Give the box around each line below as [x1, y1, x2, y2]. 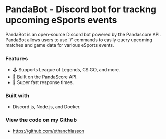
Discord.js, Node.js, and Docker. [12, 103, 81, 110]
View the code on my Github [5, 116, 77, 123]
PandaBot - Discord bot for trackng [5, 4, 157, 15]
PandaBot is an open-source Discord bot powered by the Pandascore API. [5, 31, 161, 37]
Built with [5, 92, 30, 99]
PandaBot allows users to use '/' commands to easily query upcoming [5, 37, 152, 43]
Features [5, 54, 28, 62]
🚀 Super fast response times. [12, 79, 74, 86]
